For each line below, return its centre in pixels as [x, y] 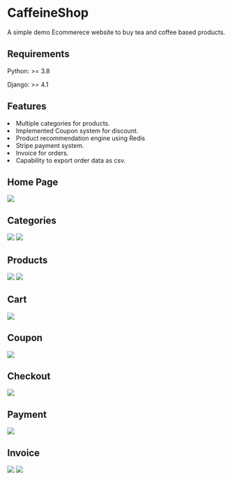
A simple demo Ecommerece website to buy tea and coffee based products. [116, 32]
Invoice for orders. [42, 153]
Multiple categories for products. [63, 123]
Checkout [29, 376]
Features [27, 106]
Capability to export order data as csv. [71, 160]
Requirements [38, 54]
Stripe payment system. [51, 145]
